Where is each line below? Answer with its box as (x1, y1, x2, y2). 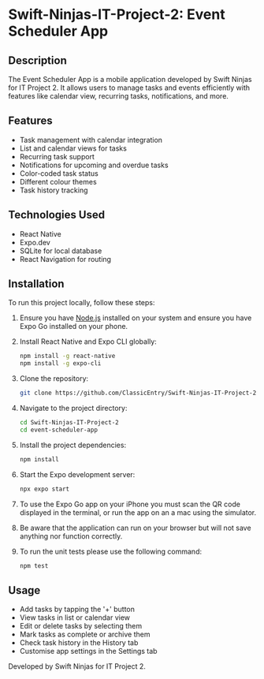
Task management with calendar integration (19, 135, 163, 144)
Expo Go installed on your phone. (19, 322, 128, 331)
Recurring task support (19, 151, 95, 161)
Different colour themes (19, 177, 97, 186)
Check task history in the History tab (19, 638, 139, 647)
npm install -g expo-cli (19, 360, 102, 367)
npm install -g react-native (19, 353, 116, 360)
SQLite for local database (19, 246, 102, 256)
